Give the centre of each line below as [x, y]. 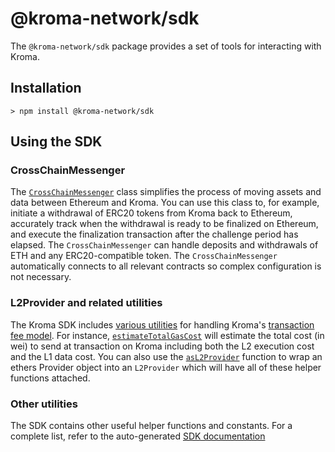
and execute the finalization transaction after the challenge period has [154, 234]
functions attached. [50, 378]
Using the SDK [56, 142]
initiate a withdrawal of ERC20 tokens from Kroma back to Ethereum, [151, 213]
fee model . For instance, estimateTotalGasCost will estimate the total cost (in [167, 335]
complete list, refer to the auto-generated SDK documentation [138, 436]
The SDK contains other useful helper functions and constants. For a [151, 426]
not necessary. [41, 277]
